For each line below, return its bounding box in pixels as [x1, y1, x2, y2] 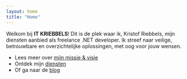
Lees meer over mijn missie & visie [14, 54, 98, 61]
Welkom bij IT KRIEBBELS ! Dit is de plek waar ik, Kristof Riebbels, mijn [6, 30, 175, 37]
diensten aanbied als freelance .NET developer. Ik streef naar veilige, [6, 36, 172, 43]
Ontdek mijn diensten [14, 60, 66, 67]
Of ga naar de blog [14, 66, 60, 73]
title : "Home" [6, 14, 41, 20]
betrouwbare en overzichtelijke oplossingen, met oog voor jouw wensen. [6, 42, 182, 50]
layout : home [6, 8, 38, 15]
